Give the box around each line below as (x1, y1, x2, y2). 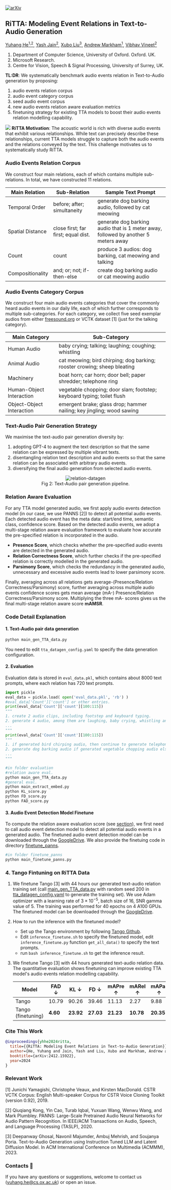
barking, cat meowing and (97, 252, 160, 259)
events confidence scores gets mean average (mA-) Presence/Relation (5, 590, 154, 596)
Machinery (8, 375, 34, 382)
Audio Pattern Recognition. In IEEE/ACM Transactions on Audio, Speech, (5, 1118, 157, 1124)
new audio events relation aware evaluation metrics (12, 104, 121, 110)
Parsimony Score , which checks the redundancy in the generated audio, (12, 563, 165, 570)
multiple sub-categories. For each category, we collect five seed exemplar (5, 311, 161, 317)
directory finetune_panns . (5, 843, 60, 849)
